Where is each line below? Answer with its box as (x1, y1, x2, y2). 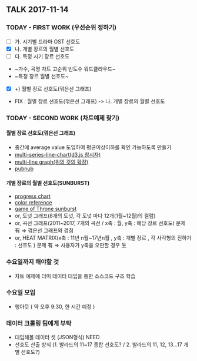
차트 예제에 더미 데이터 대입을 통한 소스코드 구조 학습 (14, 272, 136, 279)
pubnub (14, 165, 34, 173)
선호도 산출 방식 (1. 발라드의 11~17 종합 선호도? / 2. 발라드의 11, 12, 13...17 (14, 341, 182, 348)
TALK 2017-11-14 (6, 5, 69, 15)
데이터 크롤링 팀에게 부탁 (6, 319, 72, 327)
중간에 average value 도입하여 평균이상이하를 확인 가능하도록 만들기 (14, 144, 172, 151)
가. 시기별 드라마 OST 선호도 (14, 38, 81, 45)
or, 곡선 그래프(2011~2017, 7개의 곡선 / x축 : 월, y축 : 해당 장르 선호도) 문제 (14, 220, 186, 227)
